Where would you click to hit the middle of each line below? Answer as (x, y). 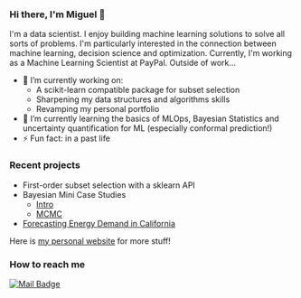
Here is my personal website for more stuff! (90, 241)
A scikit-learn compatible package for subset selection (138, 90)
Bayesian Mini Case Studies (74, 194)
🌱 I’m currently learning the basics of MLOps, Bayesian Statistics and (151, 119)
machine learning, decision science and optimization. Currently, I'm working (150, 53)
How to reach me (47, 264)
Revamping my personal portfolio (98, 109)
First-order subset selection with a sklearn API (109, 185)
